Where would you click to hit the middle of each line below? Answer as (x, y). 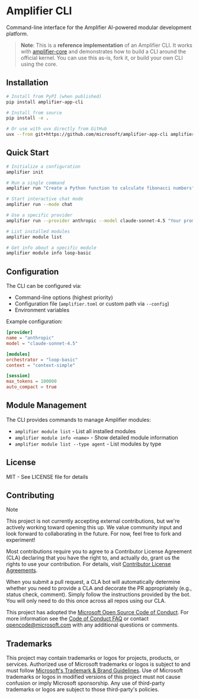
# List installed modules (38, 231)
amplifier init (25, 172)
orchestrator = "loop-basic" (42, 360)
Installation (27, 83)
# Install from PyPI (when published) (54, 96)
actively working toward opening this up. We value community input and (94, 528)
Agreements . (22, 570)
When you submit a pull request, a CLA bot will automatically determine (93, 582)
